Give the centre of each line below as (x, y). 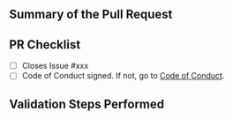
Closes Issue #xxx (55, 66)
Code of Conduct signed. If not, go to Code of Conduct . (123, 76)
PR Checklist (45, 45)
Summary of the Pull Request (91, 15)
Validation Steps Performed (87, 104)
